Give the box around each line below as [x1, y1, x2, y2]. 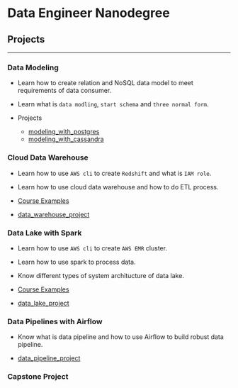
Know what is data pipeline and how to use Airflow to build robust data [17, 333, 225, 341]
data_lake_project [17, 299, 69, 307]
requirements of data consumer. [17, 87, 112, 95]
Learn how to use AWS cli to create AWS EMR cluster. [17, 243, 168, 253]
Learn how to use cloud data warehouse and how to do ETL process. [17, 182, 219, 191]
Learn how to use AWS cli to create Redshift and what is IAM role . [17, 169, 212, 177]
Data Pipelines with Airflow [7, 316, 103, 326]
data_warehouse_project [17, 210, 90, 218]
